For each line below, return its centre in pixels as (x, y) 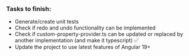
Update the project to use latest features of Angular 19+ (83, 47)
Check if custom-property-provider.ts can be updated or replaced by (99, 34)
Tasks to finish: (29, 9)
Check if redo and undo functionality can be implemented (85, 28)
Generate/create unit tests (47, 22)
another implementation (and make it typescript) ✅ (77, 41)
